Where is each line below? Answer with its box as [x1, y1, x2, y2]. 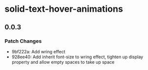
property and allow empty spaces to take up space [11, 59, 115, 65]
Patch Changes [4, 38, 42, 45]
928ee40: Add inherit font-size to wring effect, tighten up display [11, 54, 143, 60]
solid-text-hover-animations [4, 3, 123, 15]
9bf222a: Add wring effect [11, 48, 66, 54]
